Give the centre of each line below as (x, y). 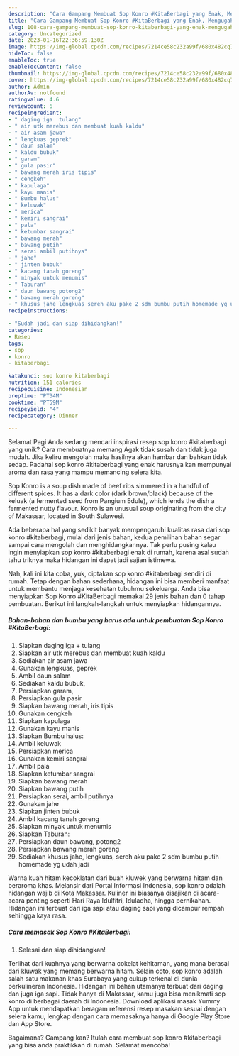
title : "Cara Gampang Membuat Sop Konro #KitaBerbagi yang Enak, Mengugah (121, 21)
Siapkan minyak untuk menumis (65, 827)
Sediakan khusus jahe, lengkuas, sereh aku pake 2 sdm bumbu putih (118, 857)
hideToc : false (30, 54)
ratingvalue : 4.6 (34, 100)
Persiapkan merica (46, 751)
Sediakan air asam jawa (53, 661)
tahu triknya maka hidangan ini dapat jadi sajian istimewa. (92, 560)
